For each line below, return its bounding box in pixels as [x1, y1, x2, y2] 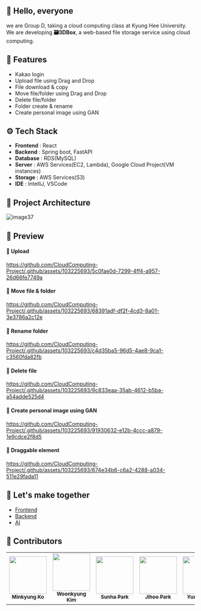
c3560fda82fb [6, 353, 42, 360]
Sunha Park [100, 594, 129, 600]
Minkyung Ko [11, 594, 44, 600]
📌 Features [6, 55, 47, 65]
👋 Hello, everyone [6, 6, 74, 16]
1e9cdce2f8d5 [6, 433, 42, 440]
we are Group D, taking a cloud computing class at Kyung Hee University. [6, 22, 187, 29]
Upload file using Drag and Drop [14, 77, 95, 84]
